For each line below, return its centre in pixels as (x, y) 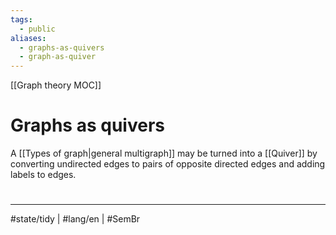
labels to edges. (43, 175)
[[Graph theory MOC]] (56, 85)
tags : (21, 19)
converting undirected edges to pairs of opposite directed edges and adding (168, 164)
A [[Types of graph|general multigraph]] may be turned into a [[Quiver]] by (164, 153)
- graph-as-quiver (58, 57)
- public (37, 29)
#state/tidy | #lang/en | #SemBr (75, 219)
